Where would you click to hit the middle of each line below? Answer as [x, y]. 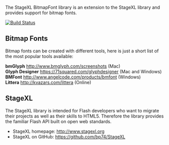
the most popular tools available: [39, 56]
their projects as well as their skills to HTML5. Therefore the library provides [84, 116]
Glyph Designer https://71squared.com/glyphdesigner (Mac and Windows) [83, 71]
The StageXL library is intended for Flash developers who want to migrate [82, 110]
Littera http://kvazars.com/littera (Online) [48, 82]
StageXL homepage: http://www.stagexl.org [59, 131]
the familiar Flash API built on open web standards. [58, 121]
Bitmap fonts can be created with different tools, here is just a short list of [82, 51]
